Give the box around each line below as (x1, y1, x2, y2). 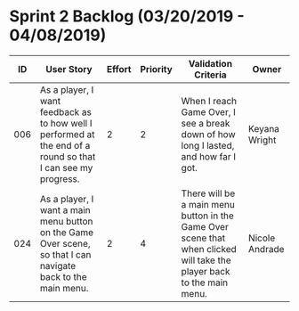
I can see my (39, 161, 93, 174)
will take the (181, 254, 231, 266)
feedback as (39, 105, 92, 118)
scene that (181, 232, 225, 244)
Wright (247, 134, 277, 146)
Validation (188, 57, 233, 70)
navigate (39, 259, 77, 272)
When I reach (181, 94, 238, 107)
